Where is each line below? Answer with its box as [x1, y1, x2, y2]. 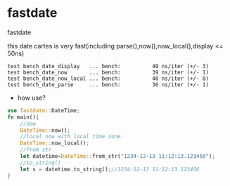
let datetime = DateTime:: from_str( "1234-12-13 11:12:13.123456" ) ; [20, 153, 216, 160]
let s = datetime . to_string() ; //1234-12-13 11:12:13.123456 [20, 166, 200, 173]
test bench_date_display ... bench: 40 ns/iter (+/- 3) [7, 62, 210, 69]
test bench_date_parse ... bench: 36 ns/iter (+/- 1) [7, 81, 210, 88]
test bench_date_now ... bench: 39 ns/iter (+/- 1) [7, 69, 210, 76]
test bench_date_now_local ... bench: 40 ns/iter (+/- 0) [7, 75, 210, 82]
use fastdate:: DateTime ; [7, 107, 80, 114]
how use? [17, 93, 46, 102]
